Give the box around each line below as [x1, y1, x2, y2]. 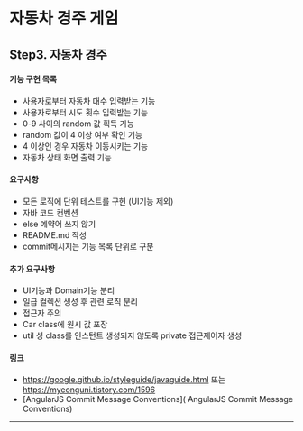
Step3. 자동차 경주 [9, 47, 108, 62]
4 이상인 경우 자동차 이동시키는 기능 [22, 141, 149, 151]
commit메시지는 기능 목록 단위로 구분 [22, 241, 154, 252]
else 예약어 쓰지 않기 [22, 218, 96, 229]
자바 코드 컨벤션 [22, 206, 78, 217]
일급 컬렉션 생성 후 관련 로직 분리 [22, 297, 138, 307]
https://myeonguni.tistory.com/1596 [22, 384, 156, 395]
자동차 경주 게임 [9, 8, 119, 29]
